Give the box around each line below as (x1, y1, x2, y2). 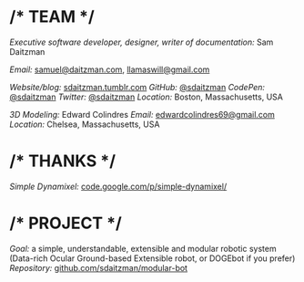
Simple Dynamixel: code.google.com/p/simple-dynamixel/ (9, 181, 228, 192)
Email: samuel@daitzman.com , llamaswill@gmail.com (9, 64, 210, 75)
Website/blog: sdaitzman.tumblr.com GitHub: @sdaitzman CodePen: (9, 81, 266, 92)
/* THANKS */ (9, 151, 117, 172)
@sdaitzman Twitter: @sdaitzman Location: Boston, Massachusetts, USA (9, 91, 284, 102)
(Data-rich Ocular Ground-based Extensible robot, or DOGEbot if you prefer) (9, 253, 296, 264)
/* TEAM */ (9, 6, 95, 27)
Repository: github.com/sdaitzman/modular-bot (9, 262, 188, 273)
